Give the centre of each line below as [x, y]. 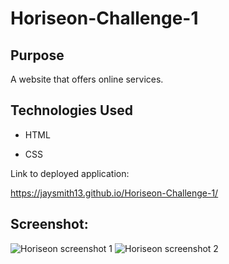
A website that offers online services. [87, 79]
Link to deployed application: [70, 173]
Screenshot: [49, 224]
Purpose [37, 55]
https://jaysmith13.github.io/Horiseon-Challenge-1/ [114, 193]
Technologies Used [71, 110]
